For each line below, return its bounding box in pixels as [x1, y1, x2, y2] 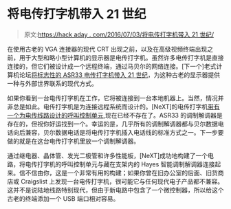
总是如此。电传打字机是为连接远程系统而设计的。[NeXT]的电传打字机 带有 [12, 102, 220, 111]
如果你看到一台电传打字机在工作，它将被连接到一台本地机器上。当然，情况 [7, 93, 218, 102]
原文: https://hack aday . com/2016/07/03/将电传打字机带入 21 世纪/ [23, 30, 214, 38]
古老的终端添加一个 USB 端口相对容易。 [7, 194, 120, 203]
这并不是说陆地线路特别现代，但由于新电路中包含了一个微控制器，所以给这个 [7, 186, 224, 194]
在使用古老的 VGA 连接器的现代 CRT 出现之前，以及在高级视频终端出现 [7, 45, 208, 53]
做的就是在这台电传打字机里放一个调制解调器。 [7, 137, 140, 145]
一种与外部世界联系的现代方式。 [7, 79, 98, 87]
